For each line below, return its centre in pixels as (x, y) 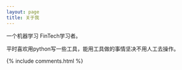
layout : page (23, 12)
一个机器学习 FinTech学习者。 (44, 36)
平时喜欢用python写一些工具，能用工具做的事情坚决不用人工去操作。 (93, 49)
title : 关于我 (23, 18)
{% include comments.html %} (45, 61)
